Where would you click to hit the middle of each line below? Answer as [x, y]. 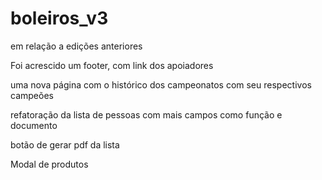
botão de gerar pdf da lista [65, 144]
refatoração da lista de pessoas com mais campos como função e [146, 114]
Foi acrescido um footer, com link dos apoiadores [112, 65]
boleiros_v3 [59, 18]
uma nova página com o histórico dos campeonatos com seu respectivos [161, 84]
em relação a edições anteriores [76, 46]
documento [34, 125]
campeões [32, 95]
